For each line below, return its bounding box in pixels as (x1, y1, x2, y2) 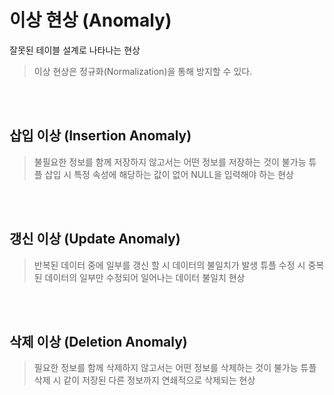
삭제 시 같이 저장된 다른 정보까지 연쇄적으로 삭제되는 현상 (33, 374, 256, 386)
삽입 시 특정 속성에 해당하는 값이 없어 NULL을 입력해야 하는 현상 (44, 168, 294, 180)
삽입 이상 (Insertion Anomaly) (9, 127, 192, 145)
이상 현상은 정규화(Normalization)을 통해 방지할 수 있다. (33, 65, 253, 77)
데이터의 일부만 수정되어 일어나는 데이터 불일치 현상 (44, 271, 246, 283)
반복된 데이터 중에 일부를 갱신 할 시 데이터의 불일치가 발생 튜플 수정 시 (33, 259, 306, 271)
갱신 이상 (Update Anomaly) (9, 231, 181, 248)
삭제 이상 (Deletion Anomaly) (9, 333, 188, 350)
